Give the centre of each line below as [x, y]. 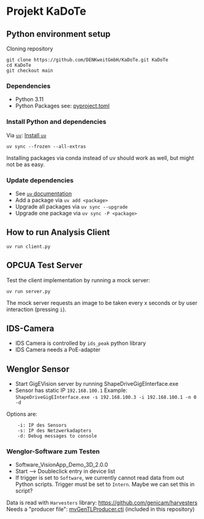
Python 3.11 [29, 99]
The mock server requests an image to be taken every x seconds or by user [102, 302]
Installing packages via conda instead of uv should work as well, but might [100, 158]
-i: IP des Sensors [42, 425]
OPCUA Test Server [44, 265]
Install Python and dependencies [56, 122]
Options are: [22, 414]
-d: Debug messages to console [57, 436]
